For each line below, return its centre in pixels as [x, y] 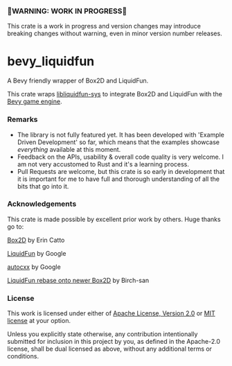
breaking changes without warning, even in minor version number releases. [115, 33]
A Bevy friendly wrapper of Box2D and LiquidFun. [78, 81]
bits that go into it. [43, 186]
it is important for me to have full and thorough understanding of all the [118, 179]
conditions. [23, 356]
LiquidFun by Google [37, 253]
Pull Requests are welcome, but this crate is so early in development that [121, 171]
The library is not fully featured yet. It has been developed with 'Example [121, 134]
